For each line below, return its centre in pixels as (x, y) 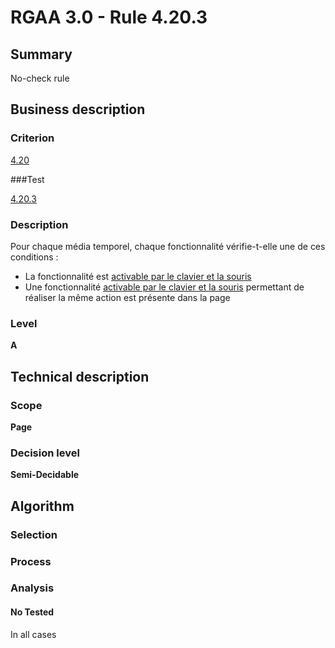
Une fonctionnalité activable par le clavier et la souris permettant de (164, 287)
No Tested (32, 612)
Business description (78, 109)
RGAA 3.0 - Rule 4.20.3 (109, 17)
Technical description (80, 376)
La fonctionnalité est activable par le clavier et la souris (138, 276)
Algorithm (42, 506)
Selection (34, 534)
